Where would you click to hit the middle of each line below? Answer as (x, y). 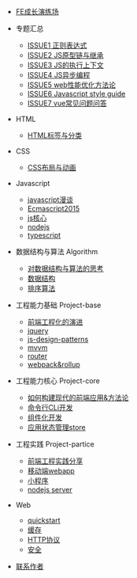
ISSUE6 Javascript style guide (76, 94)
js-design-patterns (58, 339)
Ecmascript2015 (54, 209)
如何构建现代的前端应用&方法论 (78, 397)
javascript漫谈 (50, 200)
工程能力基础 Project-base (58, 305)
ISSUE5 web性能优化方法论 (72, 85)
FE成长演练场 (37, 11)
